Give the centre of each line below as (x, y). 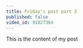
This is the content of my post (42, 39)
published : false (27, 17)
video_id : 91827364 (30, 22)
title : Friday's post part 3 (41, 11)
